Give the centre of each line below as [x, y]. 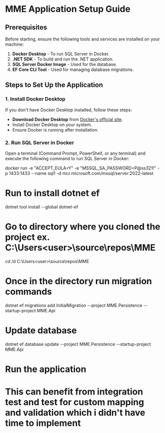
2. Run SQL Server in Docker [40, 142]
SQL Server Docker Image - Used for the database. [65, 64]
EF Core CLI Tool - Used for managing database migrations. [73, 69]
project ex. [28, 237]
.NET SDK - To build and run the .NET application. [63, 59]
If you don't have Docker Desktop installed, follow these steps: [68, 110]
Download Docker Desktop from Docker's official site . [67, 119]
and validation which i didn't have [75, 413]
